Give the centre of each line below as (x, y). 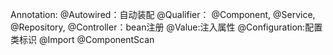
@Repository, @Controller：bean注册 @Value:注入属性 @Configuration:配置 (166, 27)
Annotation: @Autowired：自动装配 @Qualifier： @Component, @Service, (163, 14)
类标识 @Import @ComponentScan (82, 39)
